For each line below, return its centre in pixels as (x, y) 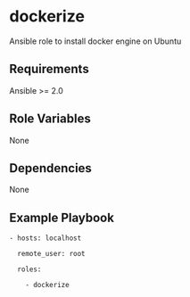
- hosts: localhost (45, 238)
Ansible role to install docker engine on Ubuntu (95, 41)
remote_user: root (52, 254)
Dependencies (50, 168)
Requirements (49, 69)
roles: (29, 269)
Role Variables (50, 119)
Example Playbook (62, 217)
